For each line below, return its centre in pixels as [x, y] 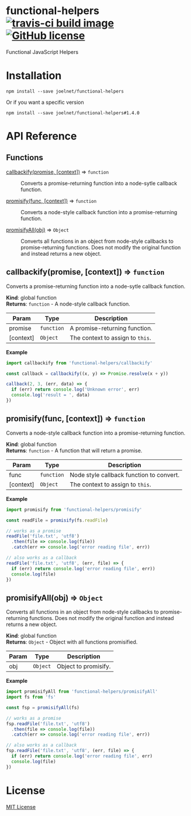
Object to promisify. [84, 666]
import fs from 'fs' [31, 697]
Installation [34, 76]
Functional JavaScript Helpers [42, 52]
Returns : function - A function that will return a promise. [74, 451]
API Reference [41, 136]
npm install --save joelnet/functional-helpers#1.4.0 [73, 113]
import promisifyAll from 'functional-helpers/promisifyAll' [82, 692]
